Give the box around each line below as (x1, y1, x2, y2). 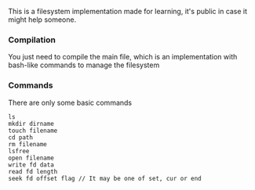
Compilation (8, 34, 56, 45)
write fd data (8, 160, 55, 169)
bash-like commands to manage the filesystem (8, 60, 160, 70)
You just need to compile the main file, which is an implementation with (8, 52, 238, 62)
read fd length (8, 167, 58, 175)
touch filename (8, 127, 58, 134)
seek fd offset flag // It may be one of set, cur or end (8, 174, 202, 182)
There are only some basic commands (8, 98, 132, 107)
